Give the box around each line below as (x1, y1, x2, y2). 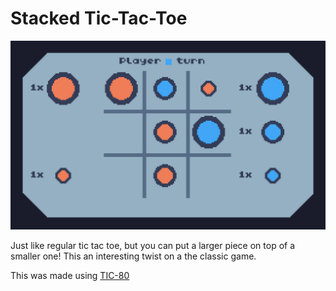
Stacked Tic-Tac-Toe (10, 7, 188, 30)
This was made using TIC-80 (10, 270, 130, 282)
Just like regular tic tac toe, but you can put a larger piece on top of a (10, 240, 296, 252)
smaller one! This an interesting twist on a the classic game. (10, 250, 257, 262)
